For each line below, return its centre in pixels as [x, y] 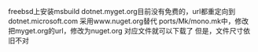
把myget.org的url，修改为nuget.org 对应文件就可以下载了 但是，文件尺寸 [126, 31]
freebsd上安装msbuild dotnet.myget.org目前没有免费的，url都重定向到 [122, 11]
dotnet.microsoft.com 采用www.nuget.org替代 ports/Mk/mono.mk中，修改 [129, 21]
